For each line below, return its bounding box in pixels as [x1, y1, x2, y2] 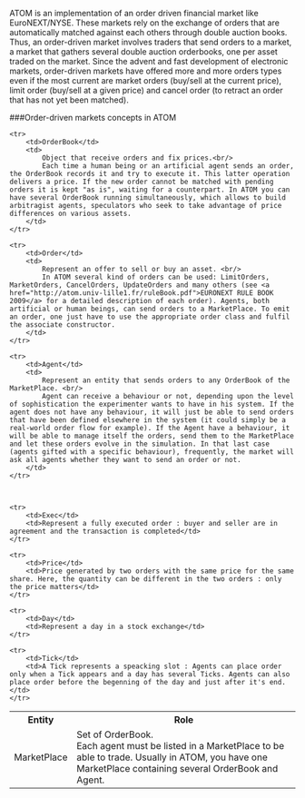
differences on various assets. [9, 209, 132, 218]
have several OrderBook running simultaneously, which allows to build [9, 193, 286, 202]
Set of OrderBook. [76, 728, 154, 741]
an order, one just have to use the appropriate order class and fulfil [9, 312, 290, 321]
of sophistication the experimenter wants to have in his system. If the [9, 399, 295, 409]
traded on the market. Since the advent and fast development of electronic [9, 56, 289, 66]
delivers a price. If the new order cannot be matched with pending [9, 177, 274, 186]
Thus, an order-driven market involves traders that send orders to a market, [9, 36, 292, 47]
